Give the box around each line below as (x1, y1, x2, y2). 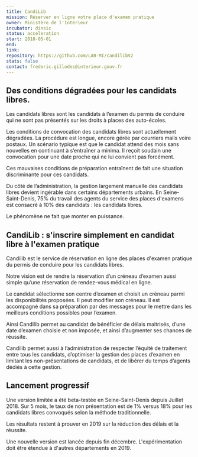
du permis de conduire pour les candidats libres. (6, 261, 124, 268)
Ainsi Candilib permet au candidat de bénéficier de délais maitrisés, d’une (6, 320, 186, 328)
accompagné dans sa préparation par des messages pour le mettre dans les (6, 303, 192, 310)
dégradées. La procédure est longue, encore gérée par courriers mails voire (6, 134, 191, 142)
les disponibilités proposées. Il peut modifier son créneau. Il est (6, 297, 160, 303)
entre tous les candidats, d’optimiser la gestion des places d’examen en (6, 351, 180, 358)
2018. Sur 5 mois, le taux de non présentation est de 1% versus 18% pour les (6, 403, 193, 410)
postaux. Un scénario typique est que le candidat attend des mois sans (6, 141, 179, 148)
